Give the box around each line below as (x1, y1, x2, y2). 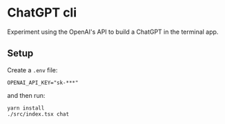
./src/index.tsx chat (7, 110, 70, 118)
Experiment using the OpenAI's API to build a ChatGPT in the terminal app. (7, 28, 219, 36)
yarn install (7, 105, 45, 112)
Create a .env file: (7, 65, 58, 74)
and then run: (7, 91, 46, 99)
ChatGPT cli (7, 5, 77, 21)
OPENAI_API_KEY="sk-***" (7, 79, 79, 86)
